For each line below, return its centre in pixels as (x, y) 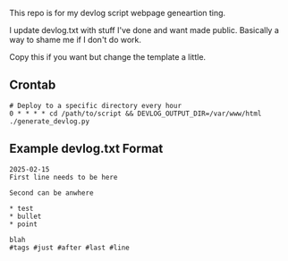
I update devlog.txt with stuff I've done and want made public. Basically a (144, 30)
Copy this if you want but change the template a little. (108, 57)
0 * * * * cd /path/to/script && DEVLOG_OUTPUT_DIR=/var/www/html (136, 114)
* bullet (25, 216)
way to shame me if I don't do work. (75, 40)
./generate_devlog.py (50, 121)
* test (21, 208)
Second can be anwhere (51, 193)
